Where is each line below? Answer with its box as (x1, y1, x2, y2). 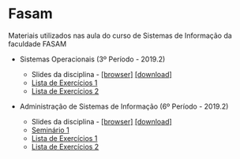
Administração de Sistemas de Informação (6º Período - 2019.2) (19, 102, 229, 111)
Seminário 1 (31, 125, 69, 135)
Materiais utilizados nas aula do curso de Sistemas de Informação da (8, 31, 233, 40)
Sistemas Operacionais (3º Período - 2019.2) (19, 54, 166, 64)
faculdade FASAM (8, 39, 67, 48)
